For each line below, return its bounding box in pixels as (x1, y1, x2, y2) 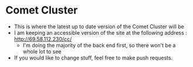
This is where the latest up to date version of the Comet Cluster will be (13, 23, 184, 30)
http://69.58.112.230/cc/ (13, 35, 72, 42)
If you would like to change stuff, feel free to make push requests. (13, 54, 173, 61)
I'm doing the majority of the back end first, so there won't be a (22, 42, 176, 49)
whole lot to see (22, 48, 62, 55)
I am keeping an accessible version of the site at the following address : (13, 29, 187, 36)
